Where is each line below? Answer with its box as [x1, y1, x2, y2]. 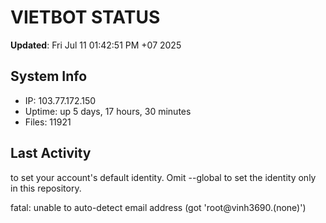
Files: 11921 [24, 116, 72, 128]
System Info [10, 68, 88, 85]
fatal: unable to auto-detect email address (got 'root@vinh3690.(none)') [10, 201, 307, 213]
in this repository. [10, 182, 82, 194]
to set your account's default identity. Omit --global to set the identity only [10, 171, 317, 183]
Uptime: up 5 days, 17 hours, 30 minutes [24, 105, 192, 117]
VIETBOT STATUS [10, 6, 161, 29]
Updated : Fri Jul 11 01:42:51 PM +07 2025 [10, 39, 182, 51]
